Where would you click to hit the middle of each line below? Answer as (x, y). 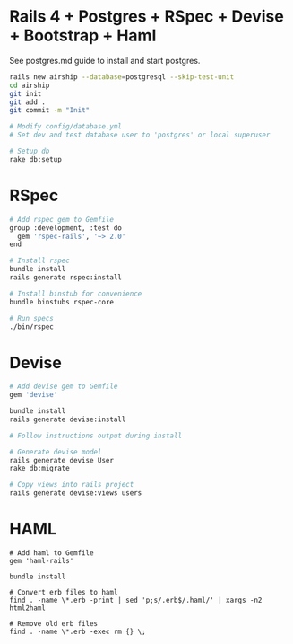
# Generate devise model (56, 452)
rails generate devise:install (68, 419)
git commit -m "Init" (50, 110)
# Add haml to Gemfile (52, 553)
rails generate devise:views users (76, 493)
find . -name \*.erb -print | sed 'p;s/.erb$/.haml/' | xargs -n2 (136, 600)
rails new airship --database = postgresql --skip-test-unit (122, 77)
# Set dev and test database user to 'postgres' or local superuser (140, 135)
